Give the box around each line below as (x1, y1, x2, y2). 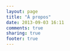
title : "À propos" (6, 14, 51, 20)
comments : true (6, 25, 44, 31)
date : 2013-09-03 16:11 (6, 19, 65, 25)
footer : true (6, 36, 38, 42)
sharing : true (6, 30, 41, 36)
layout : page (6, 8, 38, 15)
